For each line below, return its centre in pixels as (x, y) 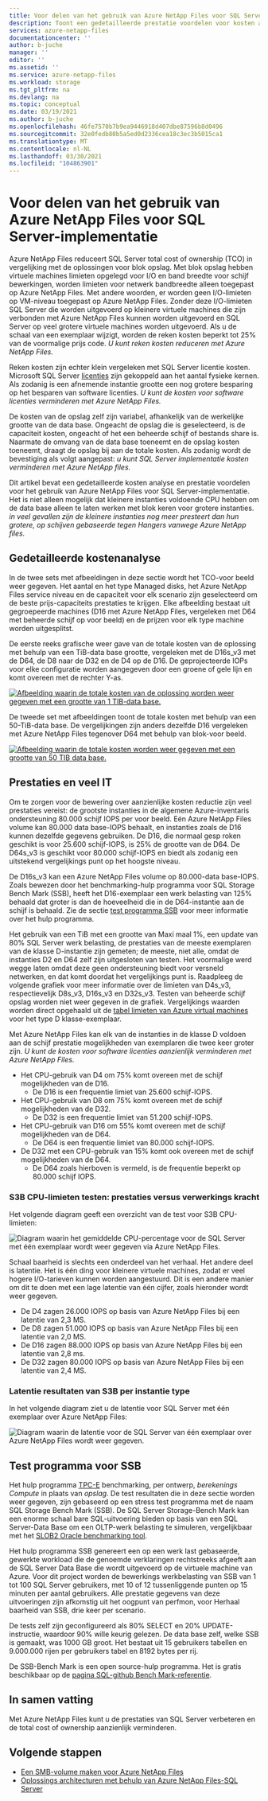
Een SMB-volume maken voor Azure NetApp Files (102, 1772)
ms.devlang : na (34, 97)
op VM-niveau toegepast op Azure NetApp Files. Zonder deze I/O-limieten (131, 301)
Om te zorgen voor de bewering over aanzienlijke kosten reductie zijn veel (130, 801)
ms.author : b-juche (41, 119)
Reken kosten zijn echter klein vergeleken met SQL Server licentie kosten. (130, 368)
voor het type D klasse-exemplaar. (66, 1019)
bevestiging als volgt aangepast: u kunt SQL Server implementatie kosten (129, 459)
